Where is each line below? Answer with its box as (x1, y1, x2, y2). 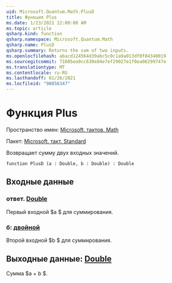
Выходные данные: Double (6, 254, 112, 264)
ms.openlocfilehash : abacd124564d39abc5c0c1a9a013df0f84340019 (6, 53, 167, 59)
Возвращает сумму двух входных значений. (6, 149, 119, 156)
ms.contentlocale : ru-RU (6, 70, 68, 76)
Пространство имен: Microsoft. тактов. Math (6, 126, 119, 133)
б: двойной (6, 223, 40, 231)
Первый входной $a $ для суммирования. (6, 208, 114, 215)
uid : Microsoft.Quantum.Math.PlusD (6, 8, 95, 15)
